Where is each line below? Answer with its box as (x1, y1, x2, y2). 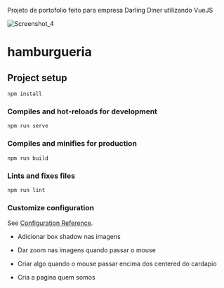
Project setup (7, 71, 68, 83)
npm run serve (7, 123, 49, 130)
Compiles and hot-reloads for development (7, 107, 158, 116)
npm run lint (7, 186, 46, 193)
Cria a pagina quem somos (17, 273, 96, 282)
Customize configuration (7, 203, 95, 212)
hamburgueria (7, 44, 93, 60)
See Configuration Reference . (7, 219, 93, 227)
